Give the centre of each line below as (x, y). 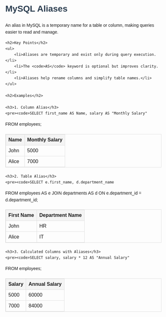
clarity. (149, 66)
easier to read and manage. (32, 32)
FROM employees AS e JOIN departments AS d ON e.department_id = (73, 193)
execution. (145, 54)
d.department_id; (22, 200)
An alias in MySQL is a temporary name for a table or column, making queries (80, 25)
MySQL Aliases (36, 9)
